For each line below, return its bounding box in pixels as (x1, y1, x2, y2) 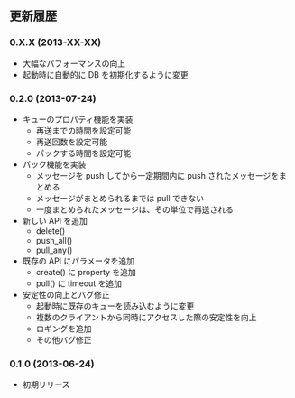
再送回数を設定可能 (35, 136, 108, 147)
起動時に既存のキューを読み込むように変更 (35, 301, 195, 311)
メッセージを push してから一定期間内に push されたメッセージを (35, 170, 280, 180)
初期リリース (22, 379, 70, 390)
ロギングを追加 (35, 323, 92, 334)
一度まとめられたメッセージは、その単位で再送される (35, 204, 235, 215)
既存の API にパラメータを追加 (22, 255, 135, 266)
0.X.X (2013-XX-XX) (9, 36, 102, 49)
